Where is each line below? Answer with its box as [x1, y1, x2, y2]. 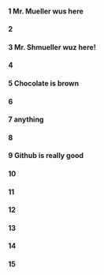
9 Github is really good [8, 151, 84, 160]
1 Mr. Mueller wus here [8, 6, 84, 16]
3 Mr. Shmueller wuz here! [8, 42, 96, 51]
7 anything [8, 115, 44, 124]
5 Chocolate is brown [8, 78, 80, 88]
